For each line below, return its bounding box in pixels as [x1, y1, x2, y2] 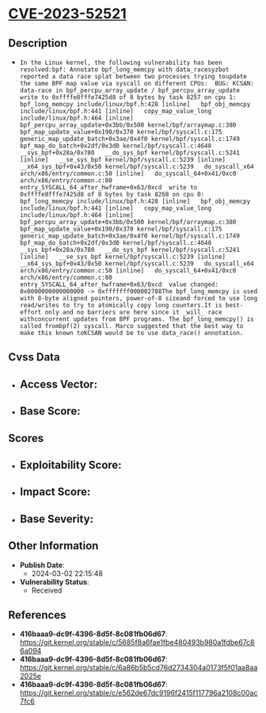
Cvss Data [8, 350, 61, 364]
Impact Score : [19, 485, 91, 499]
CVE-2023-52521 [8, 5, 127, 23]
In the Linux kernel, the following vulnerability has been [19, 59, 222, 67]
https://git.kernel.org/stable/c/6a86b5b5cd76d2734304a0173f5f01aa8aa [19, 663, 258, 673]
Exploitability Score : [19, 458, 122, 471]
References [8, 608, 66, 622]
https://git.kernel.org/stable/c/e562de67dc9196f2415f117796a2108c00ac [19, 688, 258, 698]
